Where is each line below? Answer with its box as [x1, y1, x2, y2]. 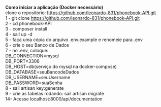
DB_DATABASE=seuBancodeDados [5, 69, 79, 75]
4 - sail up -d [5, 31, 33, 37]
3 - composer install [5, 26, 47, 32]
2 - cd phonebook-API [5, 20, 52, 26]
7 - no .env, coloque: [5, 48, 49, 53]
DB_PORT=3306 [5, 58, 40, 64]
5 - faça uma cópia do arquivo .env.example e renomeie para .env [5, 37, 143, 43]
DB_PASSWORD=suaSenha [5, 80, 62, 86]
